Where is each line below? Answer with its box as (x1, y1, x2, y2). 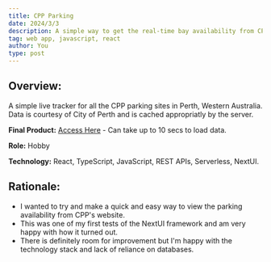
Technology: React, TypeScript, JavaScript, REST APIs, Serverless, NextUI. (8, 156, 260, 166)
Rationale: (8, 180, 60, 194)
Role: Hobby (8, 141, 50, 150)
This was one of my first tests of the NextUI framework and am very (19, 218, 246, 228)
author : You (8, 42, 48, 50)
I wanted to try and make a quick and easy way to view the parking (19, 201, 243, 211)
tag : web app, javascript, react (8, 34, 121, 43)
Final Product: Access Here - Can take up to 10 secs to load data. (8, 125, 227, 134)
